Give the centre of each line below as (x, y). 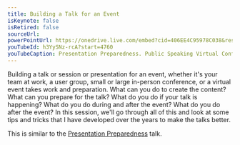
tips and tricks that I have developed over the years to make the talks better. (119, 119)
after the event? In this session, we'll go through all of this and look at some (118, 112)
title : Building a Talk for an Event (64, 14)
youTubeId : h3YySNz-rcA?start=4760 (60, 47)
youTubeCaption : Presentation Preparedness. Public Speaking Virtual (113, 54)
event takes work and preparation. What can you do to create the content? (117, 89)
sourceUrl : (24, 34)
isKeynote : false (33, 21)
